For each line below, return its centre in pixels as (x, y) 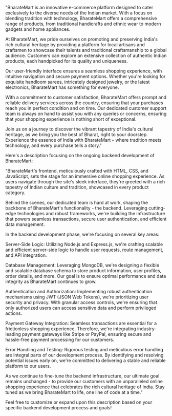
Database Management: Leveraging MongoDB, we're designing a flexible (82, 265)
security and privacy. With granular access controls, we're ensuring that (81, 302)
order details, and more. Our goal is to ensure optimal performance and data (86, 276)
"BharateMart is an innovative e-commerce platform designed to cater (79, 7)
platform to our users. (28, 366)
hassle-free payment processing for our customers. (60, 339)
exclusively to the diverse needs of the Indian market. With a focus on (79, 13)
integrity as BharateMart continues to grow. (51, 281)
